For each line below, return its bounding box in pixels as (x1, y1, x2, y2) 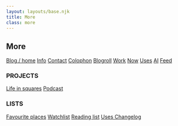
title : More (6, 14, 35, 20)
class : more (6, 19, 35, 25)
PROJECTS (6, 72, 39, 80)
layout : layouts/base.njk (6, 8, 70, 15)
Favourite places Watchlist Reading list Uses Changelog (6, 113, 141, 120)
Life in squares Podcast (6, 85, 64, 92)
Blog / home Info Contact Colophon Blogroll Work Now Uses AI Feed (6, 57, 173, 64)
